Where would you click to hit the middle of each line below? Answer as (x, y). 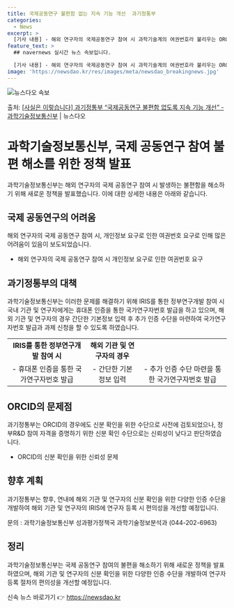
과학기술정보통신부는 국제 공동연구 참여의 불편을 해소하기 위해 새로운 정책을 (110, 565)
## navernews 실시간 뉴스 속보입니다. (62, 53)
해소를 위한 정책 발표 (76, 164)
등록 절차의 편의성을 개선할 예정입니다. (59, 582)
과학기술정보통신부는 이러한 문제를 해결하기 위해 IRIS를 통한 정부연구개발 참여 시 (116, 301)
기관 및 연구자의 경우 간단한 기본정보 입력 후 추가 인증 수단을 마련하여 (108, 319)
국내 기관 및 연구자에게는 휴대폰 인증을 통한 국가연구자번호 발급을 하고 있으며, (112, 310)
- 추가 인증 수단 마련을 (178, 369)
